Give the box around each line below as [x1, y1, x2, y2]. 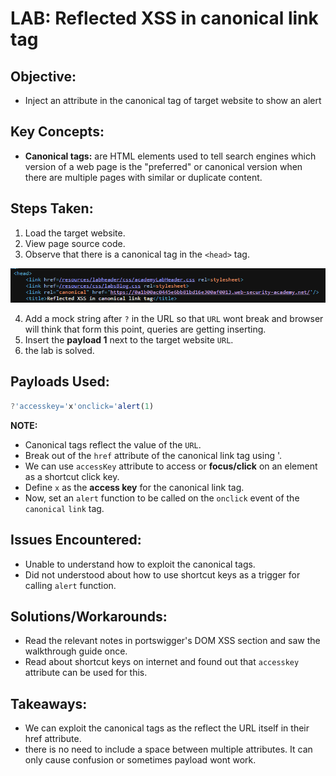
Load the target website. [24, 227, 126, 239]
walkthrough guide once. [24, 645, 128, 657]
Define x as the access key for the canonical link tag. [24, 481, 245, 493]
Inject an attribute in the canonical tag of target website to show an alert [24, 95, 322, 106]
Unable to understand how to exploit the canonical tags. [24, 558, 256, 570]
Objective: [10, 68, 77, 85]
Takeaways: [10, 695, 88, 712]
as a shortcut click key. [24, 470, 120, 482]
